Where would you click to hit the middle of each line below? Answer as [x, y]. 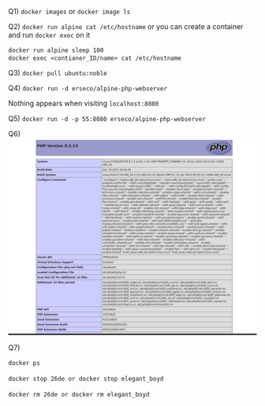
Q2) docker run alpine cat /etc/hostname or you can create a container [126, 26]
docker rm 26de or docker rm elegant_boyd [79, 394]
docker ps [24, 363]
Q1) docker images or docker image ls [69, 11]
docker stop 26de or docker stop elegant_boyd [86, 378]
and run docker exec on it [49, 35]
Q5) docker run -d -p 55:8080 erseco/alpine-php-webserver [107, 118]
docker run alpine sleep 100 [56, 50]
